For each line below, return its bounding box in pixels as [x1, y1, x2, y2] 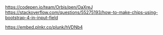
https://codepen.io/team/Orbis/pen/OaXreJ [5, 4, 93, 10]
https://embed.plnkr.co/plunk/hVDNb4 [5, 24, 83, 30]
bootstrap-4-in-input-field [5, 15, 58, 20]
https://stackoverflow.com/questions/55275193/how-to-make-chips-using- [5, 9, 158, 15]
